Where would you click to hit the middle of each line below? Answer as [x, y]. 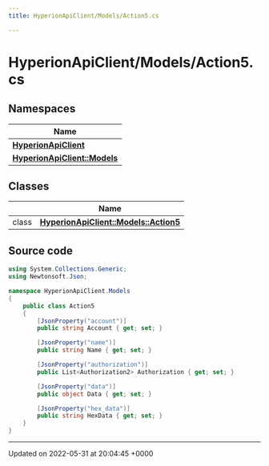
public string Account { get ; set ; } [100, 328]
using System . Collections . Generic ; [68, 269]
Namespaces [42, 109]
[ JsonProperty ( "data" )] [76, 386]
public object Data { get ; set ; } [94, 394]
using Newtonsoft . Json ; [48, 277]
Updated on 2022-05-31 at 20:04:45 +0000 [81, 454]
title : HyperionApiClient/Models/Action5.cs [84, 16]
